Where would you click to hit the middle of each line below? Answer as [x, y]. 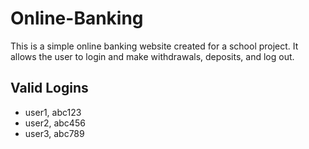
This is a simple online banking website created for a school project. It [154, 46]
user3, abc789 [54, 133]
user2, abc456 [55, 123]
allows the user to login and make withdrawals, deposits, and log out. [152, 56]
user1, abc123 [53, 112]
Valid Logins [49, 88]
